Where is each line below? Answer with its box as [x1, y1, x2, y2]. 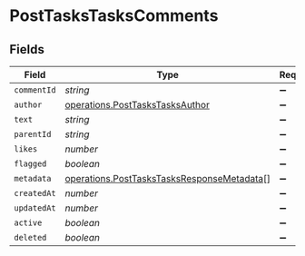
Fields [9, 42, 45, 57]
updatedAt [14, 203, 56, 213]
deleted [14, 232, 47, 242]
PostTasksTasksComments [9, 5, 219, 26]
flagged [14, 159, 47, 169]
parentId [14, 129, 52, 139]
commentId [14, 85, 56, 95]
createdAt [14, 188, 56, 198]
